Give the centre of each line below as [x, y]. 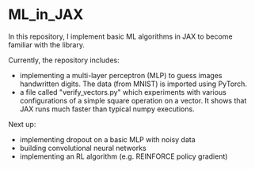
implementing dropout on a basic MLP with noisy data [107, 139]
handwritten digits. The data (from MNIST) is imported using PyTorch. [133, 84]
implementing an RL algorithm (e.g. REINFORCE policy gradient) [124, 156]
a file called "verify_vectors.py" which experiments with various [123, 92]
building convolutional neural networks [83, 148]
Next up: [22, 124]
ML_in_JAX [46, 15]
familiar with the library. [47, 44]
